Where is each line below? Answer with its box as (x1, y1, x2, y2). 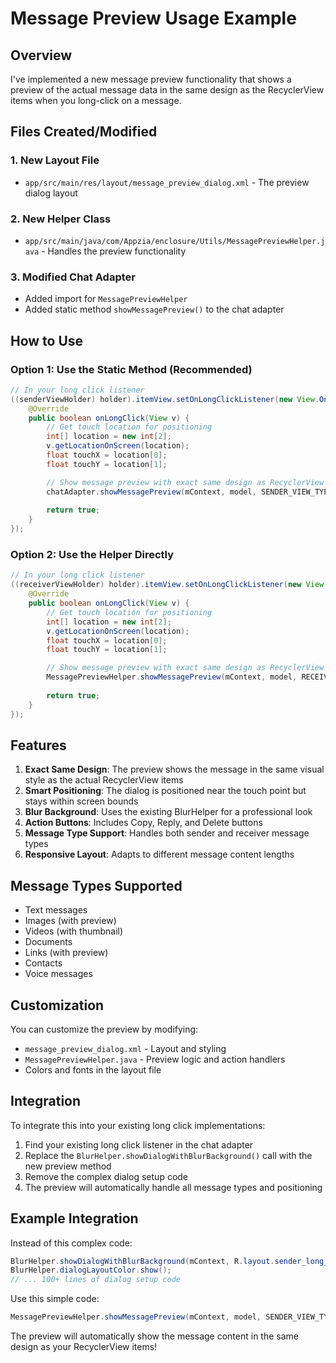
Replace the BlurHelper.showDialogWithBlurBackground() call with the (24, 1149, 313, 1161)
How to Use (10, 332, 84, 349)
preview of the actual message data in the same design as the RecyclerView (10, 84, 325, 96)
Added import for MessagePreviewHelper (24, 293, 188, 305)
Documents (24, 936, 73, 948)
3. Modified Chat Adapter (10, 270, 136, 284)
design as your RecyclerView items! (10, 1341, 158, 1353)
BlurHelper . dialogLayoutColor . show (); (10, 1265, 172, 1276)
